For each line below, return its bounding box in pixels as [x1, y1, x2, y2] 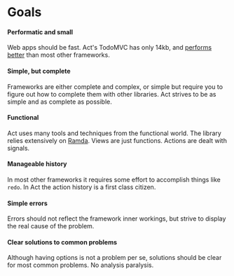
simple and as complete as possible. [7, 97, 112, 106]
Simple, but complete [7, 67, 71, 75]
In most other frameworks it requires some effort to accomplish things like [7, 176, 221, 184]
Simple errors [7, 199, 48, 207]
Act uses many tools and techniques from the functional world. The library [7, 129, 222, 137]
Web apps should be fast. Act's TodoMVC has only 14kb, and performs [7, 43, 212, 52]
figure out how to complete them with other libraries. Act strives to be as [7, 90, 216, 98]
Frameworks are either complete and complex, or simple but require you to [7, 82, 223, 91]
